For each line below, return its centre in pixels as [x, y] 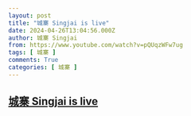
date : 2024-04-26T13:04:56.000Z [62, 30]
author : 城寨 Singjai [43, 38]
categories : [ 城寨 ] [43, 68]
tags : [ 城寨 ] [32, 52]
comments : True [33, 60]
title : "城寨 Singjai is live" [59, 23]
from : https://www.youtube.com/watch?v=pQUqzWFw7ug [95, 45]
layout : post [30, 15]
